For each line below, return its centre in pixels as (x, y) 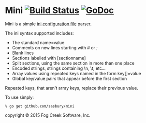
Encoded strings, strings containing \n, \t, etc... (59, 68)
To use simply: (20, 97)
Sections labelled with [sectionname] (49, 58)
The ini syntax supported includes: (39, 33)
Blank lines (23, 53)
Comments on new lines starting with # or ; (55, 47)
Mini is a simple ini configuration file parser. (48, 24)
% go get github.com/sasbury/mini (40, 106)
